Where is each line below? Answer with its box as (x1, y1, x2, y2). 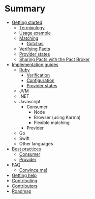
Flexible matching (33, 120, 70, 126)
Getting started (11, 19, 43, 25)
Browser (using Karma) (33, 114, 81, 120)
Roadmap (11, 188, 32, 194)
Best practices (11, 146, 41, 152)
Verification (26, 72, 50, 78)
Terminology (19, 24, 45, 30)
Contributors (11, 183, 38, 189)
